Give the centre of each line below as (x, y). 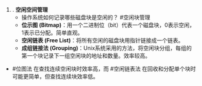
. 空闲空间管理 (30, 10)
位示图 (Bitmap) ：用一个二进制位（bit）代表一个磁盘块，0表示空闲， (108, 25)
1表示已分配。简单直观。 (52, 33)
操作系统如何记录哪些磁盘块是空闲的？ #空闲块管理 (86, 17)
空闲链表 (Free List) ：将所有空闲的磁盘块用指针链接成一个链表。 (103, 40)
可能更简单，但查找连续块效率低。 (55, 76)
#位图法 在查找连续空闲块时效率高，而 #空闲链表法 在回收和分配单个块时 (104, 69)
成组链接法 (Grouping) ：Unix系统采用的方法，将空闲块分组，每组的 (107, 48)
